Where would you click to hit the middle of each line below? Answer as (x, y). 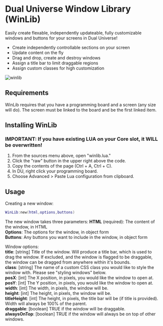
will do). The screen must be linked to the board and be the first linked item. (81, 110)
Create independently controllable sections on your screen (71, 47)
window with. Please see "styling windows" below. (56, 273)
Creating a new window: (29, 204)
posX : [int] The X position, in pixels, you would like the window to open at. (80, 278)
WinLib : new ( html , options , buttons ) (40, 212)
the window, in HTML (26, 227)
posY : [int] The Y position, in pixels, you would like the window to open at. (79, 283)
